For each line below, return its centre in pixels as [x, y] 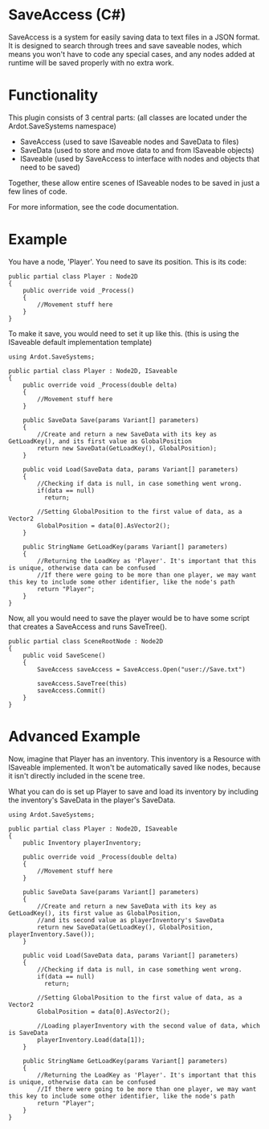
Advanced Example [74, 737]
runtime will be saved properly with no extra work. [91, 63]
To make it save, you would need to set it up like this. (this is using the [124, 333]
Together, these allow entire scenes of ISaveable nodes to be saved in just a [134, 183]
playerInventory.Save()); [51, 934]
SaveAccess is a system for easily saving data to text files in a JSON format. [134, 37]
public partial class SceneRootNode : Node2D [86, 641]
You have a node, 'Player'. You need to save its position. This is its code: [128, 261]
